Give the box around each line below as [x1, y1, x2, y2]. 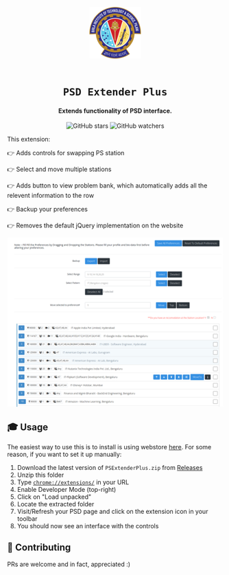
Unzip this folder [16, 471, 64, 479]
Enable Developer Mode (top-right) [16, 485, 117, 493]
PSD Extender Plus [62, 86, 168, 99]
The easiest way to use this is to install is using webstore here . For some [7, 442, 212, 451]
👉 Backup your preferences [7, 205, 88, 214]
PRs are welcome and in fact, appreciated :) [7, 560, 131, 568]
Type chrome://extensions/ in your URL [16, 477, 130, 486]
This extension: [7, 135, 51, 144]
